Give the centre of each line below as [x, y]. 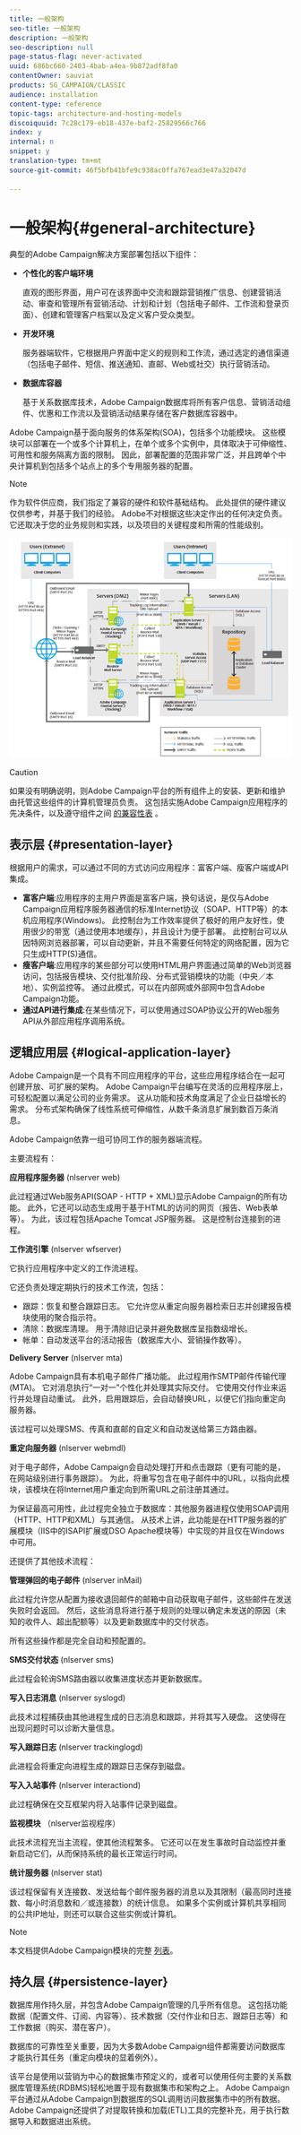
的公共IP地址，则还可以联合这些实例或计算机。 [95, 1915]
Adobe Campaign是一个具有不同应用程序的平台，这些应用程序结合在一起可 [147, 1076]
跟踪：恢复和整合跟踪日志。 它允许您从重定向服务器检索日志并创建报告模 [157, 1306]
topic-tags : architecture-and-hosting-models [95, 113]
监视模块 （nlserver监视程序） [65, 1823]
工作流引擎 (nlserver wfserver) [66, 1249]
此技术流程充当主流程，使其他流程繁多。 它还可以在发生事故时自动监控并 [144, 1843]
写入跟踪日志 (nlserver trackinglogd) [76, 1747]
